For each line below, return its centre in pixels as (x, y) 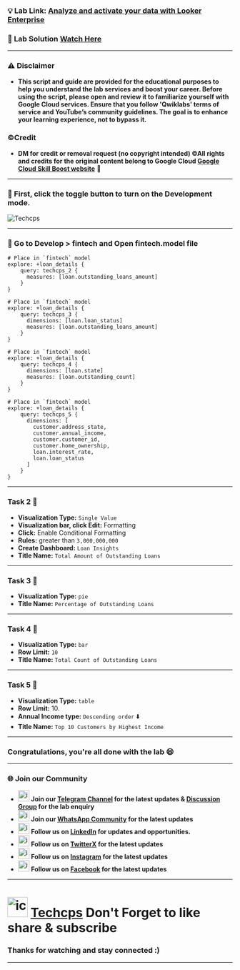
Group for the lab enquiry (56, 807)
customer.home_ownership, (72, 446)
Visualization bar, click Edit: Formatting (76, 525)
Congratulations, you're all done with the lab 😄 (91, 751)
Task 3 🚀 (22, 580)
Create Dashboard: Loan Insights (68, 548)
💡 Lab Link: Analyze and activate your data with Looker (105, 11)
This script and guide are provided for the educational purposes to (118, 81)
